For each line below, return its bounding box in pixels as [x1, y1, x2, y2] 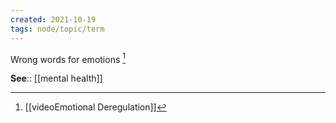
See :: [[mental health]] [10, 72, 103, 85]
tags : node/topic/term [10, 24, 105, 34]
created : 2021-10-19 [10, 14, 97, 25]
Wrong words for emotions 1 [10, 51, 126, 65]
